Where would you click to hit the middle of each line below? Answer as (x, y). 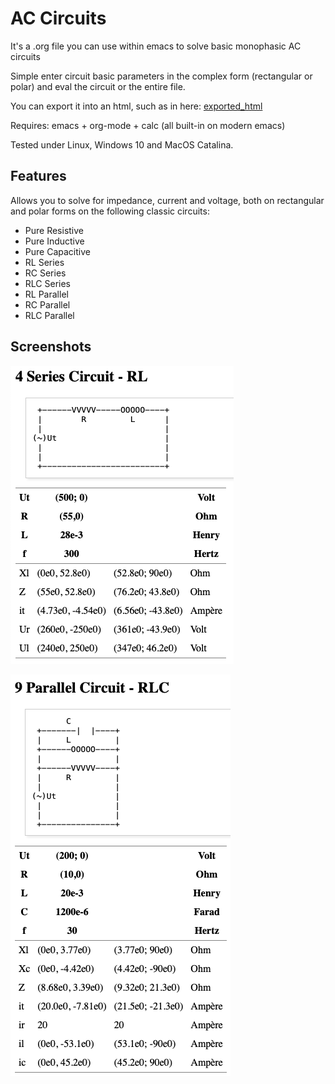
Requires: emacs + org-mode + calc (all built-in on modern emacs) (148, 125)
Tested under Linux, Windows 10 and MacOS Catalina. (122, 144)
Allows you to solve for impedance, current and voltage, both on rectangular (167, 200)
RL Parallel (46, 294)
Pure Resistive (54, 230)
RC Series (45, 273)
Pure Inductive (54, 241)
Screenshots (51, 347)
